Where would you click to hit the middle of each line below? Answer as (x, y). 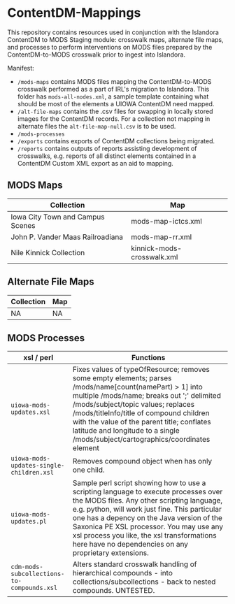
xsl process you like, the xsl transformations (144, 535)
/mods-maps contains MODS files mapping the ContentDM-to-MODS (114, 81)
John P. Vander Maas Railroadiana (67, 237)
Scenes (23, 225)
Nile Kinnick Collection (48, 252)
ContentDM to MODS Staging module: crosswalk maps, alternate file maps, (115, 39)
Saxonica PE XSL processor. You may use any (148, 527)
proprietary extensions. (111, 553)
